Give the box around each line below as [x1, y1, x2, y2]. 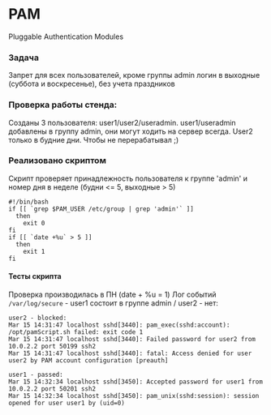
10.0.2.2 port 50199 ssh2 [8, 342, 96, 351]
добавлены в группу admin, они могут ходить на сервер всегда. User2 [8, 126, 253, 136]
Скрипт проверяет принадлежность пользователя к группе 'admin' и [8, 173, 248, 183]
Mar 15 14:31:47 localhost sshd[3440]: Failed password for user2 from [8, 336, 256, 344]
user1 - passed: [8, 370, 63, 379]
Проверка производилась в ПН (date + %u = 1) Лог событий [8, 289, 217, 300]
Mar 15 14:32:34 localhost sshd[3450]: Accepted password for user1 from [8, 378, 264, 386]
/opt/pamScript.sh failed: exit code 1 [8, 328, 144, 336]
